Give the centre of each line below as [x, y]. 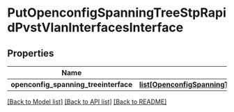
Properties [31, 53]
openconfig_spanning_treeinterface [72, 85]
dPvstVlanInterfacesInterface [95, 27]
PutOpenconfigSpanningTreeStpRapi [117, 13]
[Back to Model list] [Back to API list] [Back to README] [87, 102]
